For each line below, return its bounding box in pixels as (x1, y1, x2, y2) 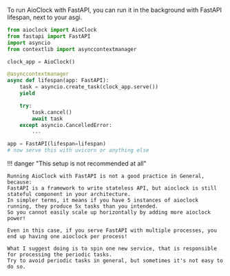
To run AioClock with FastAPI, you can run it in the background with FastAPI (7, 6, 222, 14)
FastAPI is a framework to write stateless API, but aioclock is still (7, 185, 217, 192)
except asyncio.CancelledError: (19, 121, 112, 128)
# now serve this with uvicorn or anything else (7, 147, 149, 154)
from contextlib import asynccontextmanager (7, 46, 137, 52)
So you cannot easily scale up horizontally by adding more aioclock (7, 209, 211, 216)
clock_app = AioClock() (7, 58, 76, 65)
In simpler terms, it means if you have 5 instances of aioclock (7, 197, 198, 204)
